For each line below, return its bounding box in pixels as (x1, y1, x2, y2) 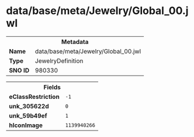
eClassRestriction (9, 93, 60, 101)
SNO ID (9, 66, 30, 74)
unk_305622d (9, 102, 49, 110)
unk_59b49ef (9, 111, 48, 119)
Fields (43, 83, 61, 91)
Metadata (61, 37, 89, 46)
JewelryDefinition (34, 57, 84, 65)
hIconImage (9, 121, 43, 129)
